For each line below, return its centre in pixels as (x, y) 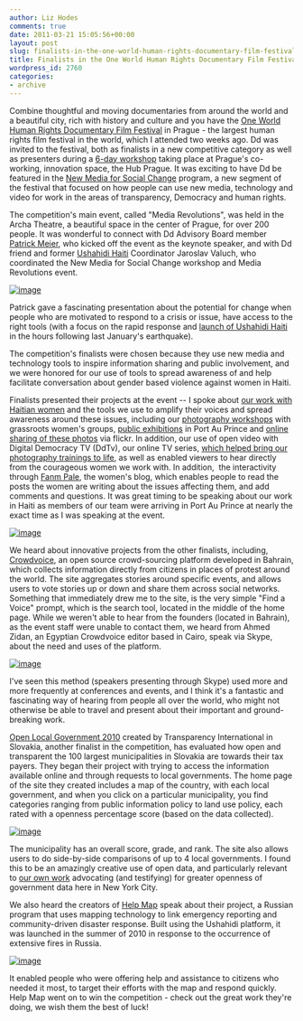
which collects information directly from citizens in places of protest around (150, 569)
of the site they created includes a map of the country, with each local (139, 785)
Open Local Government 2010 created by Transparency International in (141, 736)
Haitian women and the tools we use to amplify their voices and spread (141, 409)
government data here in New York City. (84, 887)
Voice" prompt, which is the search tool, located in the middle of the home (147, 607)
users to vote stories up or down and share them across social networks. (145, 588)
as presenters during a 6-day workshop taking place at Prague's (129, 158)
